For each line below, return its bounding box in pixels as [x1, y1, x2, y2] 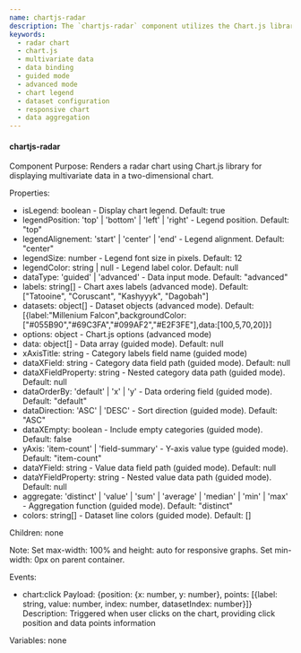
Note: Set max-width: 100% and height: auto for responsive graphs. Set [9, 544, 273, 556]
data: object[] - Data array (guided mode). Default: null [21, 338, 224, 350]
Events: [9, 571, 38, 583]
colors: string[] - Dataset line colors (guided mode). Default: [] [21, 510, 252, 521]
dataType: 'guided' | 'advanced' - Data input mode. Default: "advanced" [21, 272, 288, 283]
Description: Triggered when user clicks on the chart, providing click [21, 608, 276, 619]
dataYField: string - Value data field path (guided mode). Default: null [21, 463, 276, 474]
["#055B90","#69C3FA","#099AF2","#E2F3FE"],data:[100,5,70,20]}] [21, 319, 272, 330]
